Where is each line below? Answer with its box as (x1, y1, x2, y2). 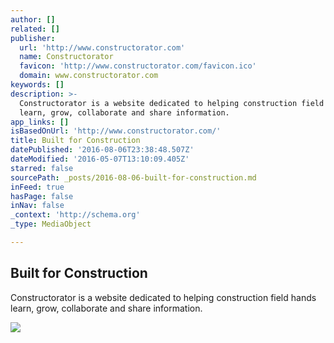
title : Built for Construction (10, 136, 141, 146)
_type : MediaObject (10, 219, 92, 230)
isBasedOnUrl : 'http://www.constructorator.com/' (10, 126, 222, 136)
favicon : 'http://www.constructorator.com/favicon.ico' (19, 61, 257, 71)
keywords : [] (10, 80, 65, 90)
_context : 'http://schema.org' (10, 210, 141, 220)
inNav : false (10, 201, 65, 211)
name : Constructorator (19, 52, 114, 62)
